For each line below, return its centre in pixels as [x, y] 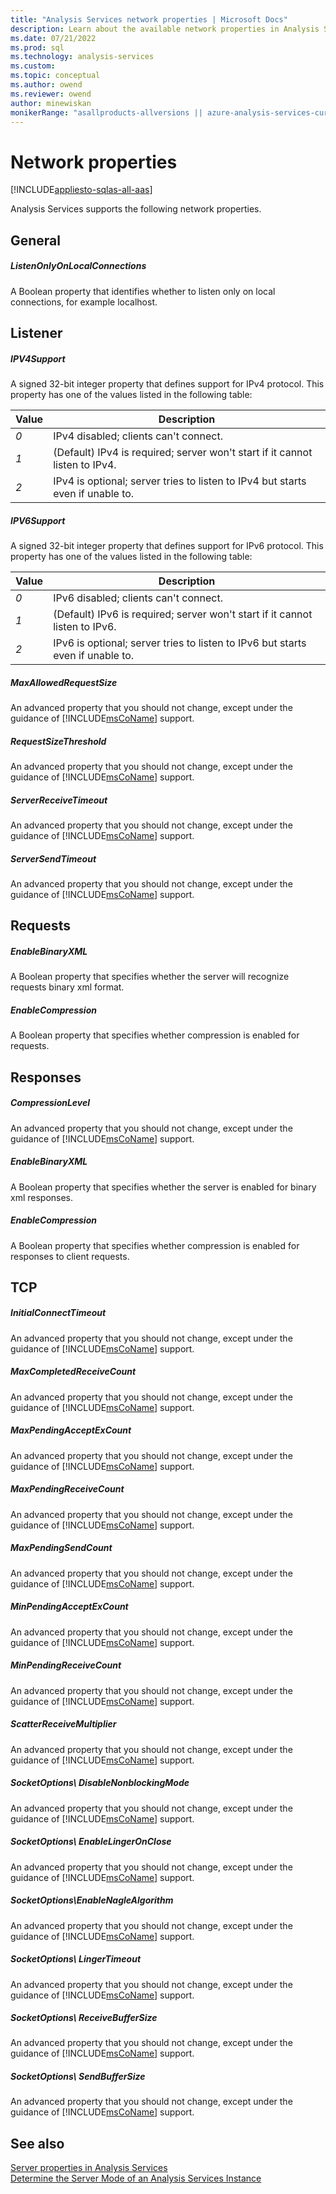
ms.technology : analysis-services [82, 57]
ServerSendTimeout [53, 858]
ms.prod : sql [37, 47]
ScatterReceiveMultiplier [63, 1724]
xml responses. [42, 1197]
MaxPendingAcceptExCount [71, 1430]
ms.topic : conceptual [55, 76]
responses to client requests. [70, 1256]
